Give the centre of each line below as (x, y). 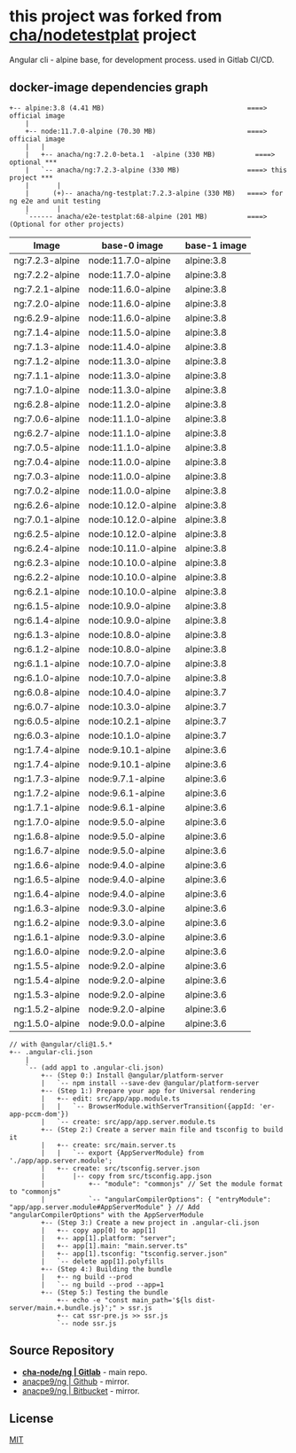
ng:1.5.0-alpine (47, 1023)
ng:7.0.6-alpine (47, 418)
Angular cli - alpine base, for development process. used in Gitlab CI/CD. (142, 59)
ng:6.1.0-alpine (47, 678)
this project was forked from (116, 16)
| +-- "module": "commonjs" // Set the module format (162, 1184)
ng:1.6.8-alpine (47, 836)
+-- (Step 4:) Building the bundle (107, 1269)
